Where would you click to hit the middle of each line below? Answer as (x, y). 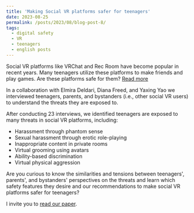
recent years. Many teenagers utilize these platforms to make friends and (95, 72)
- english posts (31, 50)
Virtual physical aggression (47, 162)
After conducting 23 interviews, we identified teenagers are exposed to (92, 114)
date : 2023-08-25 (27, 17)
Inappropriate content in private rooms (61, 143)
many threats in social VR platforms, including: (62, 120)
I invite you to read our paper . (42, 204)
